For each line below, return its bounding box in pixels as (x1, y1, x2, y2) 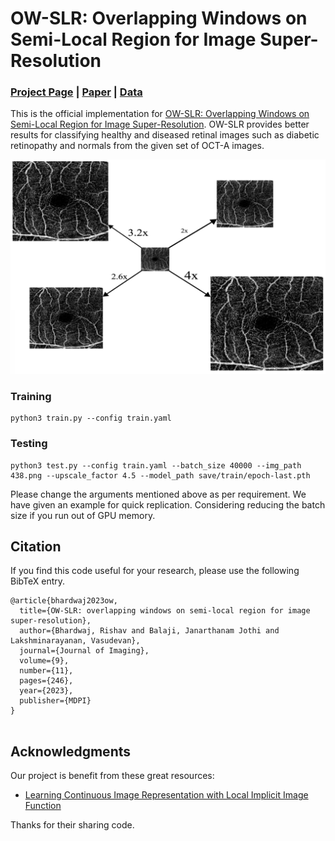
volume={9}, (19, 656, 70, 666)
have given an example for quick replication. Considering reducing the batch (10, 498, 326, 511)
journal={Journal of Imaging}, (19, 646, 150, 656)
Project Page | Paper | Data (10, 85, 143, 99)
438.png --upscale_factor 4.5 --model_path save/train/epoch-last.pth (10, 470, 311, 481)
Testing (10, 437, 48, 451)
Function (24, 800, 62, 812)
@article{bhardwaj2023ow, (10, 596, 118, 606)
